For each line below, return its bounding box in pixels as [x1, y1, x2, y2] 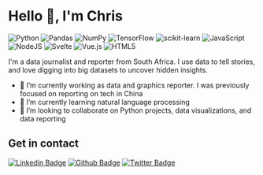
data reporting [19, 114, 67, 123]
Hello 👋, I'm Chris [8, 7, 124, 25]
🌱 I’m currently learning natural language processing [19, 97, 191, 106]
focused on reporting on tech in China [19, 88, 143, 98]
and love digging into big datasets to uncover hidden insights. [8, 65, 209, 74]
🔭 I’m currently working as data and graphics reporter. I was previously [19, 80, 250, 90]
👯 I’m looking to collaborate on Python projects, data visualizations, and [19, 106, 252, 115]
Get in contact [8, 137, 80, 151]
